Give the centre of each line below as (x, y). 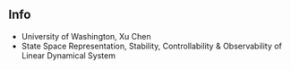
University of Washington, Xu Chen (86, 36)
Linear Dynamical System (68, 55)
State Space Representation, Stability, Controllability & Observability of (152, 46)
